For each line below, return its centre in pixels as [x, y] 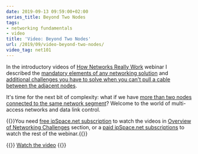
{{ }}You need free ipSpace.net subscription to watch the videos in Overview [99, 121]
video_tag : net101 [29, 50]
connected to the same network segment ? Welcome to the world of [88, 103]
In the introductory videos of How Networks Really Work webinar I [87, 67]
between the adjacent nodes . [42, 86]
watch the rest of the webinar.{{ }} [47, 133]
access [15, 109]
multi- [178, 103]
